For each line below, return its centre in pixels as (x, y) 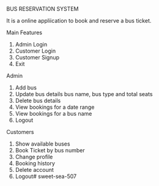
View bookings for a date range (55, 107)
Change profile (34, 157)
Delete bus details (38, 101)
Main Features (24, 32)
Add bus (26, 87)
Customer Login (35, 51)
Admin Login (31, 44)
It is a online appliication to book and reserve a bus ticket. (79, 20)
